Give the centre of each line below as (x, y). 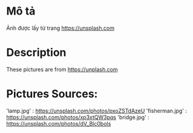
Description (36, 53)
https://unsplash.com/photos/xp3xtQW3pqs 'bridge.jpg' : (78, 117)
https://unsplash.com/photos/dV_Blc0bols (59, 123)
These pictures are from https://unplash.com (62, 69)
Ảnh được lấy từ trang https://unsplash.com (61, 28)
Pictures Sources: (52, 94)
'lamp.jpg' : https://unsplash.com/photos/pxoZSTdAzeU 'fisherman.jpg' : (97, 111)
